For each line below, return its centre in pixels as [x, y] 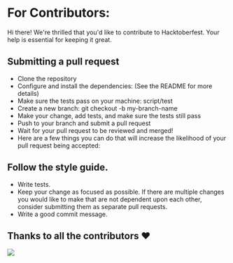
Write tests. [34, 184]
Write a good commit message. [62, 214]
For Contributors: [59, 13]
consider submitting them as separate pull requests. [92, 206]
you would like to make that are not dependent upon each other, [110, 199]
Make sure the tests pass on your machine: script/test [95, 101]
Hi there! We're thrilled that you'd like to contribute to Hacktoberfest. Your [113, 32]
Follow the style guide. [58, 168]
